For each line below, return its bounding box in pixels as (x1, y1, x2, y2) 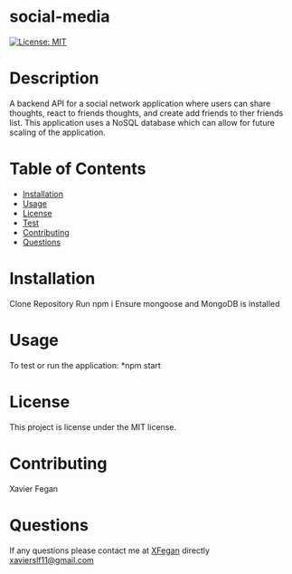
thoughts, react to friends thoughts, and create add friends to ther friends (9, 107, 284, 119)
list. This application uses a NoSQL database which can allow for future (9, 117, 276, 128)
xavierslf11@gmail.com (9, 554, 95, 565)
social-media (9, 6, 110, 27)
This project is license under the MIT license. (9, 421, 177, 432)
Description (9, 68, 99, 89)
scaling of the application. (9, 127, 106, 138)
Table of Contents (9, 158, 146, 179)
